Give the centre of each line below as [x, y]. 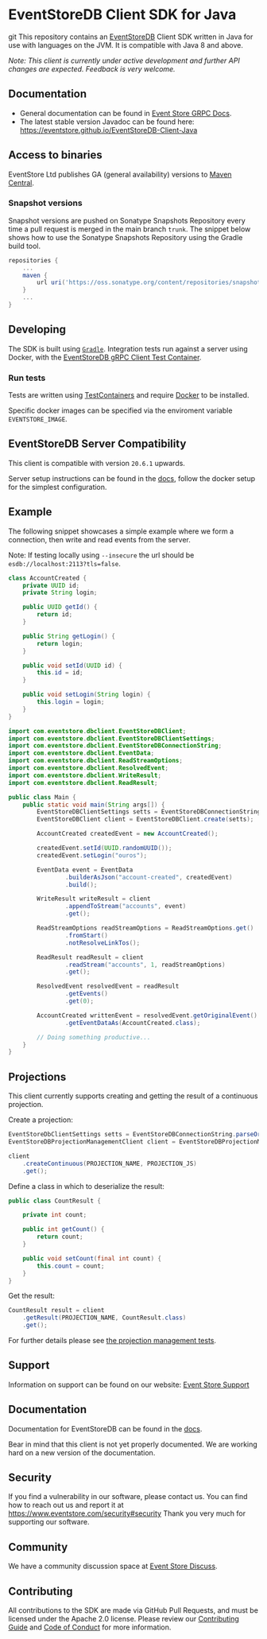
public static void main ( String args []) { [94, 805]
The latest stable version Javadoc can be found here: [107, 122]
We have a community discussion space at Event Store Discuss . [113, 1566]
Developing [37, 330]
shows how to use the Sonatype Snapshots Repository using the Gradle [126, 237]
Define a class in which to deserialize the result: [87, 1186]
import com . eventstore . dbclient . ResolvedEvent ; [89, 768]
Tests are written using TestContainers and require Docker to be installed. [129, 395]
